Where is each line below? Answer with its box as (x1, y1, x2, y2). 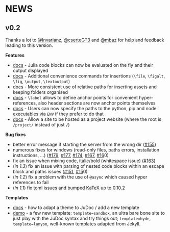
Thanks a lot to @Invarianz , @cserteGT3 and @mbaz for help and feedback (5, 37, 164, 43)
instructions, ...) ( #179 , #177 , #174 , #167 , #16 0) (12, 152, 109, 158)
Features (5, 52, 25, 58)
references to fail (12, 179, 49, 185)
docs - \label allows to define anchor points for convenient (12, 95, 138, 100)
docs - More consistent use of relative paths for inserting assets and (12, 84, 157, 90)
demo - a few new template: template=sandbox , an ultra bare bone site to (12, 210, 165, 216)
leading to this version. (5, 42, 54, 48)
